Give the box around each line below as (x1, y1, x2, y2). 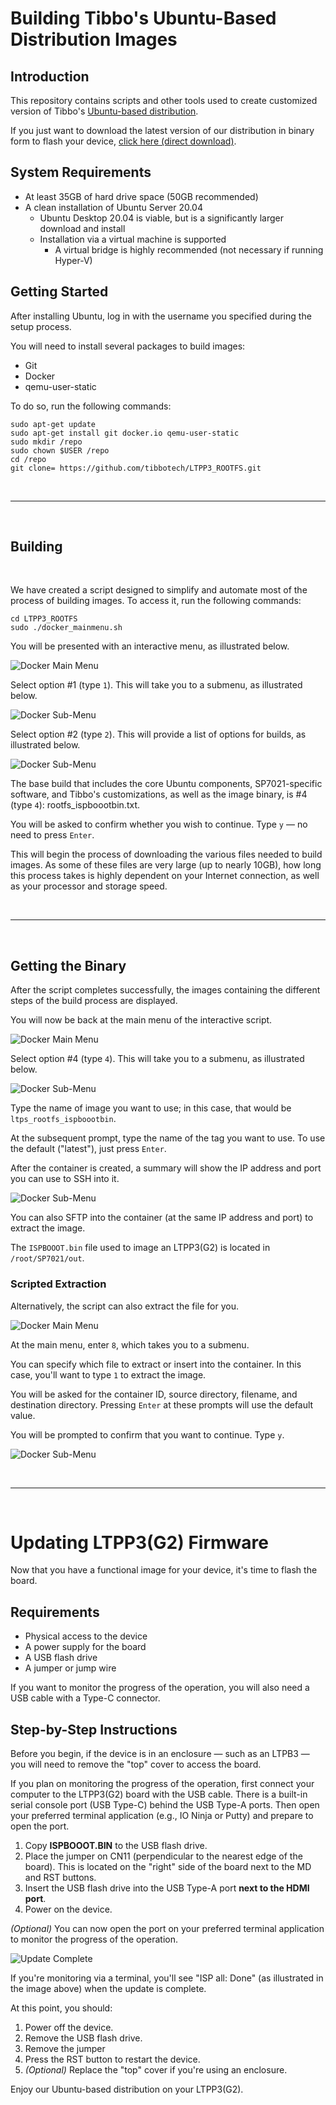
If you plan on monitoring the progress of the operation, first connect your (10, 1778, 315, 1790)
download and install (39, 222, 126, 234)
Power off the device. (24, 2022, 114, 2034)
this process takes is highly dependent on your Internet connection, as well (10, 870, 320, 882)
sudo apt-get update (10, 419, 97, 429)
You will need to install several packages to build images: (10, 340, 246, 352)
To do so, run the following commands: (10, 400, 172, 412)
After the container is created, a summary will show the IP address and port (10, 1162, 322, 1174)
